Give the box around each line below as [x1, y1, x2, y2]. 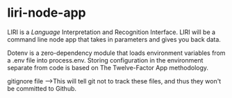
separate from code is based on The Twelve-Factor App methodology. [7, 63, 209, 72]
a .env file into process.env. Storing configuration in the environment [7, 56, 204, 64]
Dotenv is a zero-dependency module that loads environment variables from [7, 49, 226, 57]
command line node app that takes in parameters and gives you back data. [7, 35, 221, 43]
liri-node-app [7, 5, 86, 21]
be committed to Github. [7, 84, 77, 92]
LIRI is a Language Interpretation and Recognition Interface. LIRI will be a [7, 28, 216, 36]
